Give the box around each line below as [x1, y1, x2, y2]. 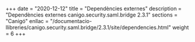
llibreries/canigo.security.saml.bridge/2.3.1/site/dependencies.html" [5, 24, 171, 31]
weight [172, 24, 189, 31]
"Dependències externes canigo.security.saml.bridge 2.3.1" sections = [5, 11, 178, 18]
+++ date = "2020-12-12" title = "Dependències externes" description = [5, 5, 182, 12]
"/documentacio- [49, 18, 92, 24]
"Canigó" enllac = [5, 18, 49, 24]
